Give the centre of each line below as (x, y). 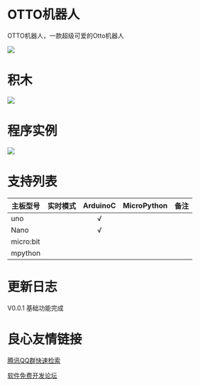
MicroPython (145, 205)
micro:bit (26, 241)
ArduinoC (99, 205)
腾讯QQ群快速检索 (34, 360)
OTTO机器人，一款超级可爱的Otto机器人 (66, 36)
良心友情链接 (45, 339)
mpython (26, 253)
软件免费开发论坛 (32, 375)
